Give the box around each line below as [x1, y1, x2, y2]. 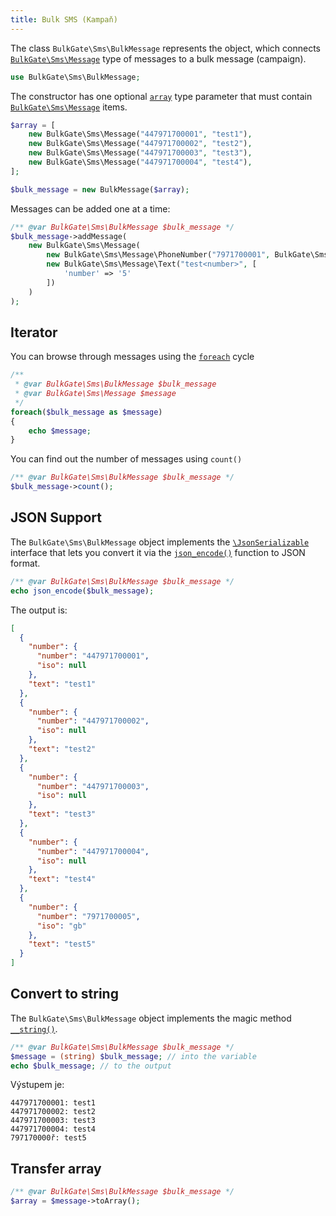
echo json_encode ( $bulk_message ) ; [10, 586, 155, 596]
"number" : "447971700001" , [36, 651, 150, 661]
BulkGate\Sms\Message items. [10, 101, 128, 113]
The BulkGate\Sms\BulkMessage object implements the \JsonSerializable [10, 536, 310, 548]
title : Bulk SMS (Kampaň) [10, 14, 118, 25]
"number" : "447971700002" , [36, 716, 150, 726]
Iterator [10, 324, 58, 341]
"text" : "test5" [28, 939, 97, 950]
